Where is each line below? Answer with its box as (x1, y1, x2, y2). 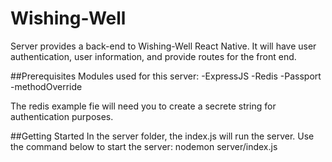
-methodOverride (10, 80, 83, 92)
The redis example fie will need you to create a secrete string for (10, 100, 277, 112)
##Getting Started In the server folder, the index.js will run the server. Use (10, 130, 315, 142)
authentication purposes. (10, 110, 114, 122)
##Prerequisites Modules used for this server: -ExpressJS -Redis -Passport (10, 70, 322, 82)
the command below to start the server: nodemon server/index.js (10, 140, 278, 152)
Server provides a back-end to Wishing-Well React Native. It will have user (10, 40, 317, 52)
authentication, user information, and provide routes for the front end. (10, 50, 297, 62)
